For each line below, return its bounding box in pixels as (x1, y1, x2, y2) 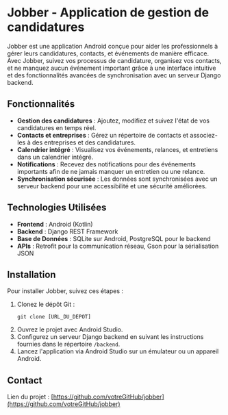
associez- (190, 131, 218, 139)
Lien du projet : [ (7, 392, 53, 401)
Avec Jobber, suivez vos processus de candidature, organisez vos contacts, (7, 56, 222, 64)
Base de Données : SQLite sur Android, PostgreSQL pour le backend (16, 234, 211, 242)
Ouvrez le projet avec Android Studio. (16, 325, 123, 334)
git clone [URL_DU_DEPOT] (16, 314, 91, 320)
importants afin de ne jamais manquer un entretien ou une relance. (16, 167, 205, 175)
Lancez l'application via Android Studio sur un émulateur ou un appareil (16, 347, 219, 355)
